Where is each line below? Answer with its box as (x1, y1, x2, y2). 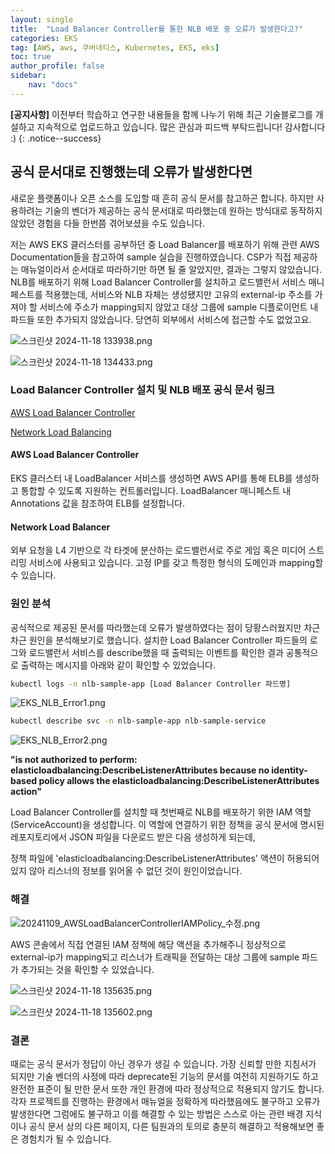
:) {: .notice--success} (10, 132, 102, 144)
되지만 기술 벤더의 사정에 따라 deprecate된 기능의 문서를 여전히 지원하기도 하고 (10, 1070, 319, 1082)
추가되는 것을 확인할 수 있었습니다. (20, 963, 155, 975)
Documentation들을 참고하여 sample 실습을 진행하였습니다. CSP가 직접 (10, 251, 292, 263)
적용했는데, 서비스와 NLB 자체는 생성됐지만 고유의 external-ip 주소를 (44, 288, 313, 300)
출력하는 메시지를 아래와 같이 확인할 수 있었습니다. (20, 659, 216, 671)
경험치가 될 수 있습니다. (20, 1132, 112, 1145)
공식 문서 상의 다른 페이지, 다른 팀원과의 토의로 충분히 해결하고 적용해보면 (28, 1120, 315, 1132)
